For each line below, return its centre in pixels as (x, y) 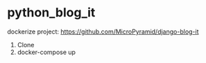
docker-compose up (46, 52)
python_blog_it (51, 13)
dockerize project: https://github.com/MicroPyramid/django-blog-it (103, 32)
